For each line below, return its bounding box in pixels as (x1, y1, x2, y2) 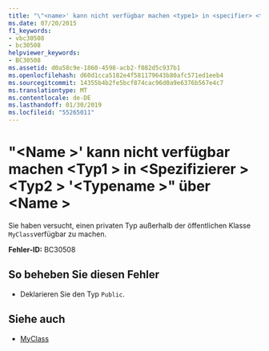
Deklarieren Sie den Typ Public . (19, 289, 126, 299)
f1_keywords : (8, 26, 52, 34)
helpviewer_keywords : (8, 49, 81, 57)
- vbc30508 (8, 34, 45, 42)
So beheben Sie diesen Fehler (8, 268, 160, 281)
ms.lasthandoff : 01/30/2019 (8, 101, 102, 109)
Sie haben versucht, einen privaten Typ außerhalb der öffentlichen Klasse (8, 220, 251, 230)
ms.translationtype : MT (8, 86, 88, 95)
